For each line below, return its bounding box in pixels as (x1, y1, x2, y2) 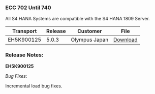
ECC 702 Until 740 (5, 4, 52, 11)
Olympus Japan (71, 36, 109, 43)
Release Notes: (5, 51, 44, 58)
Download (113, 36, 138, 43)
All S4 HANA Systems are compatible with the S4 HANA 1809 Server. (5, 16, 150, 22)
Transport (12, 27, 37, 35)
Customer (77, 27, 102, 35)
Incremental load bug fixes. (5, 83, 63, 89)
